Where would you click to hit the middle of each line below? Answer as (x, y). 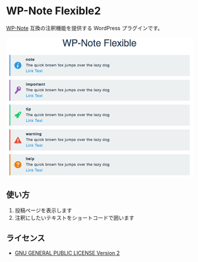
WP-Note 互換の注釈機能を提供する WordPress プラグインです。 (84, 28)
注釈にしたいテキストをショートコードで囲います (74, 218)
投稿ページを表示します (43, 210)
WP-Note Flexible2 (54, 11)
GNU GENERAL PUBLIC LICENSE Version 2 (67, 253)
